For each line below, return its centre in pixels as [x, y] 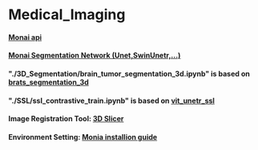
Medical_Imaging [67, 15]
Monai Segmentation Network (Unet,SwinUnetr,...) [95, 55]
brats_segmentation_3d [49, 82]
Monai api [25, 37]
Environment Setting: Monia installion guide [83, 136]
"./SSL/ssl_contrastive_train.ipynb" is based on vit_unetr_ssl [111, 101]
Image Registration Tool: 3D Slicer [66, 119]
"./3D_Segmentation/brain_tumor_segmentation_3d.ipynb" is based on [129, 73]
